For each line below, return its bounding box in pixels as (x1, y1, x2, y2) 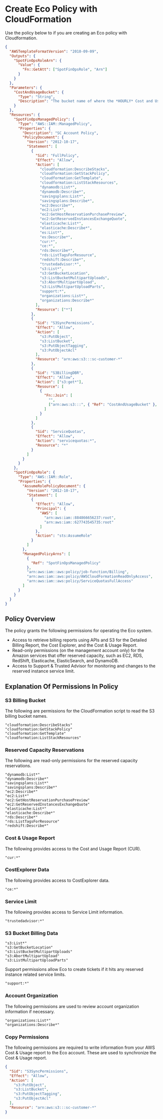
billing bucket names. (5, 713, 48, 719)
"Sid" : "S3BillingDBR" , (35, 370, 83, 375)
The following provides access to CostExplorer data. (5, 877, 110, 883)
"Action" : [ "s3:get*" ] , (35, 379, 83, 384)
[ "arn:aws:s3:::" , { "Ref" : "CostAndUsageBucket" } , (48, 402, 158, 407)
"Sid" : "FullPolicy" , (35, 153, 79, 158)
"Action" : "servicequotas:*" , (35, 438, 97, 444)
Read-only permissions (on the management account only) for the (12, 648, 145, 653)
